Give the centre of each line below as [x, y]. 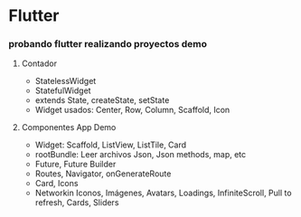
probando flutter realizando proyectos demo [108, 44]
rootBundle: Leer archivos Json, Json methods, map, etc [141, 155]
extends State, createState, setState [102, 100]
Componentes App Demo [69, 127]
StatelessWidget [66, 81]
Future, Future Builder [75, 165]
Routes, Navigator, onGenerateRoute [103, 174]
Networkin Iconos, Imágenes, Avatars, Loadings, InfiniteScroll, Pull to [163, 193]
